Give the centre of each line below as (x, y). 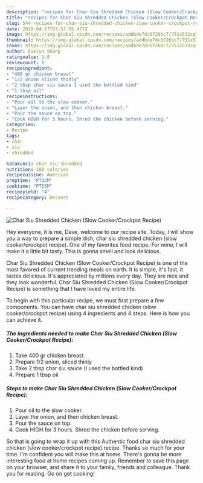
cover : (14, 46)
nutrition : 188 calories (37, 169)
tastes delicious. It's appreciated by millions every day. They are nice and (98, 276)
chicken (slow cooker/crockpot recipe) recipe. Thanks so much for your (95, 448)
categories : (21, 125)
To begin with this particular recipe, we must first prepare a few (85, 300)
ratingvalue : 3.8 (28, 57)
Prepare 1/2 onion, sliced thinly (53, 362)
